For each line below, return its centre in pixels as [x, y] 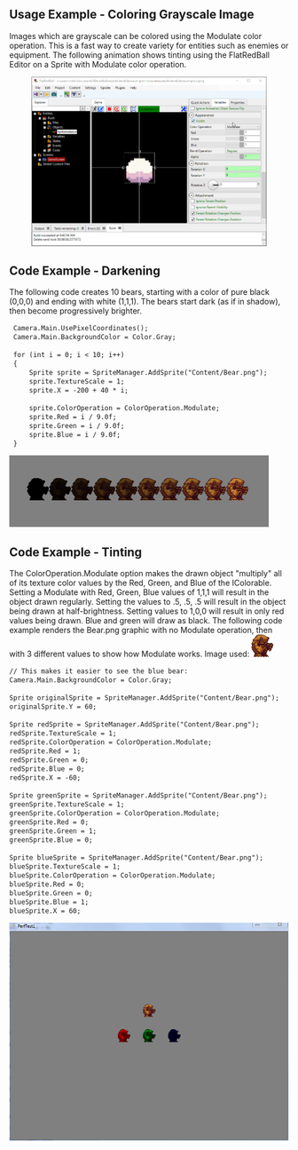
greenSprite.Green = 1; [53, 831]
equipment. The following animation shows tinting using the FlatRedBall [140, 55]
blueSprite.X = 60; [45, 911]
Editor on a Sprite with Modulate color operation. [98, 64]
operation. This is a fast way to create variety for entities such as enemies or [149, 45]
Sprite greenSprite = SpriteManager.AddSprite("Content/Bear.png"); [138, 796]
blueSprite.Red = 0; [47, 884]
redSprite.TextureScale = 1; [63, 734]
